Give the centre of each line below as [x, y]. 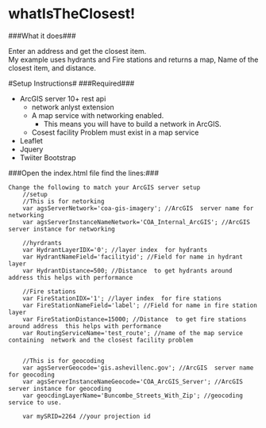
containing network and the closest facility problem [101, 340]
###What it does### [42, 36]
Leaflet [31, 140]
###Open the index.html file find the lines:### [84, 173]
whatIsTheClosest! [72, 14]
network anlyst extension [73, 107]
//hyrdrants [42, 243]
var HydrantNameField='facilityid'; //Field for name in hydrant [133, 257]
